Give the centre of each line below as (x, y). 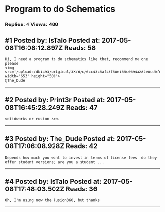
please (12, 63)
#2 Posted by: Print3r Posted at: (55, 100)
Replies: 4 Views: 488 (32, 24)
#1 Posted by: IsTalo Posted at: (53, 40)
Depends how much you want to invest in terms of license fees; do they (81, 158)
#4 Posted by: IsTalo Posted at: (54, 181)
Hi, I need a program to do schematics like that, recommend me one (77, 59)
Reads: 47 (82, 108)
